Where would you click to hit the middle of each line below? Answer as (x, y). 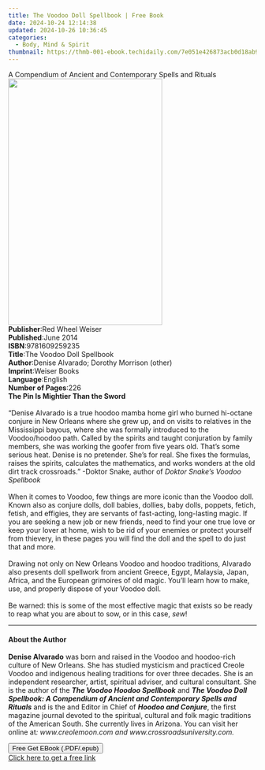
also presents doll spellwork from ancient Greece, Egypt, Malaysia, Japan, (129, 572)
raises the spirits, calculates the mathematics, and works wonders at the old (132, 463)
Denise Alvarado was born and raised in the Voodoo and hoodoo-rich (122, 657)
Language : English (38, 379)
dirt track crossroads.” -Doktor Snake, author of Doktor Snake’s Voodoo (125, 471)
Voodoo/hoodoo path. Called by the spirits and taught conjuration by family (131, 438)
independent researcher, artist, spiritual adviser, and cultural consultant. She (132, 682)
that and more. (32, 547)
